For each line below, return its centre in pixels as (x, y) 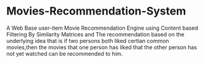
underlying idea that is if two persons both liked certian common (88, 41)
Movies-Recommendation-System (96, 11)
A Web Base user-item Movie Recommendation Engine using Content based (102, 28)
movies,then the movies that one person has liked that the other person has (102, 47)
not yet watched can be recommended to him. (65, 53)
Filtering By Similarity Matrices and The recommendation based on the (96, 34)
